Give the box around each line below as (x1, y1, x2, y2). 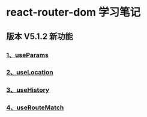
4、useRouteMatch (6, 103, 64, 112)
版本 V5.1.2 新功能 (6, 31, 73, 41)
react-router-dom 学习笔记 (6, 5, 141, 19)
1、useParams (6, 50, 49, 59)
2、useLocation (6, 68, 53, 77)
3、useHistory (6, 86, 50, 94)
